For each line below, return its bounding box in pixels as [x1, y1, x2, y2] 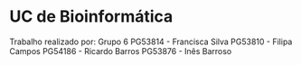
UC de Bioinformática [9, 6, 174, 27]
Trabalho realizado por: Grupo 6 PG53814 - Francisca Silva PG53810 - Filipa [9, 36, 293, 47]
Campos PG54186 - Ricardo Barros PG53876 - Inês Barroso [9, 45, 232, 56]
